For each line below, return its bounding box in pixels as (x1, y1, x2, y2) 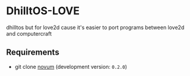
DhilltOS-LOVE (6, 4, 80, 18)
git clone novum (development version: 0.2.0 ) (14, 63, 128, 70)
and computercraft (6, 30, 52, 37)
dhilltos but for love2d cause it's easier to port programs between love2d (6, 24, 185, 31)
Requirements (6, 47, 59, 58)
